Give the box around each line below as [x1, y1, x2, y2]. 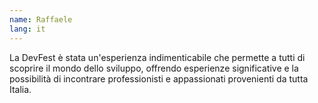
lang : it [9, 24, 46, 34]
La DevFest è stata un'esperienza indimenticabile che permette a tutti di [9, 51, 306, 63]
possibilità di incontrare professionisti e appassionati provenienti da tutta [9, 72, 309, 85]
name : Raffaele [9, 14, 73, 25]
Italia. [9, 83, 32, 95]
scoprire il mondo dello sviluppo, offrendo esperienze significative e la [9, 62, 299, 74]
